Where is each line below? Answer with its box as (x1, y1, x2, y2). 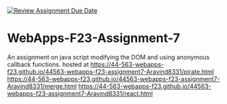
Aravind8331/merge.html (7, 82, 77, 90)
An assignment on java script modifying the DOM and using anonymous (7, 53, 210, 61)
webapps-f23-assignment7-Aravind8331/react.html (7, 89, 153, 97)
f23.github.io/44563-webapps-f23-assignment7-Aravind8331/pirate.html (7, 67, 215, 75)
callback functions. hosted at (7, 60, 89, 68)
